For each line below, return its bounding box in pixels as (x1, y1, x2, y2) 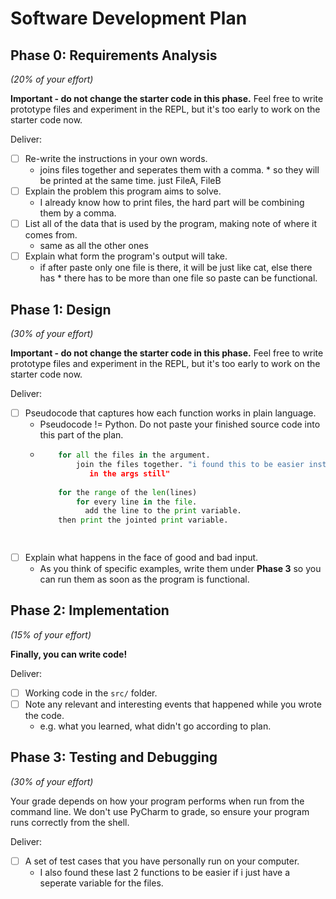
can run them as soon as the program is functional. (39, 573, 250, 586)
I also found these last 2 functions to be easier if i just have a (39, 866, 290, 878)
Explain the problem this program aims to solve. (24, 185, 222, 197)
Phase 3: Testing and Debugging (10, 749, 218, 766)
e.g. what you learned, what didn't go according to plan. (39, 720, 272, 732)
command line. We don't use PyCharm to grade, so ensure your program (10, 805, 310, 817)
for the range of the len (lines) (58, 487, 198, 497)
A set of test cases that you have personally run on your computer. (24, 855, 300, 867)
